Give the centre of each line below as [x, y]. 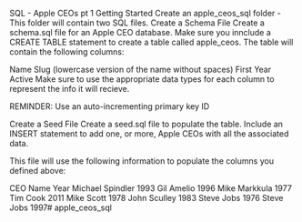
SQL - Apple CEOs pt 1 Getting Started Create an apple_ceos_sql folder [142, 13]
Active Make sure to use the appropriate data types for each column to [142, 79]
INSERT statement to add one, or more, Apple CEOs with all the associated [149, 134]
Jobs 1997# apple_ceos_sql [60, 207]
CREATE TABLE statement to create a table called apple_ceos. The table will [151, 42]
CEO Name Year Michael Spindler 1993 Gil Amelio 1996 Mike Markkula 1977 [151, 188]
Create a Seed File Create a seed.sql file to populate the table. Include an [146, 124]
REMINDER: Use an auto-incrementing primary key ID [110, 106]
